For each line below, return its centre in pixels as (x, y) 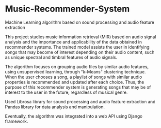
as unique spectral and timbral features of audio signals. (61, 57)
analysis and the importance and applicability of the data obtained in (73, 42)
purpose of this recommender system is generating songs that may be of (78, 87)
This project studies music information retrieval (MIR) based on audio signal (80, 37)
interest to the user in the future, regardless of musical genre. (66, 92)
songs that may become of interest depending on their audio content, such (80, 52)
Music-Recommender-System (67, 9)
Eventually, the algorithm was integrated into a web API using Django (74, 116)
